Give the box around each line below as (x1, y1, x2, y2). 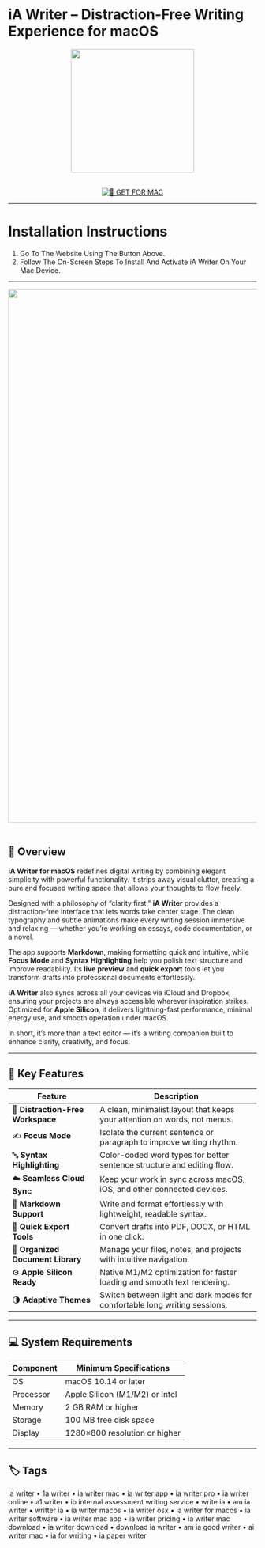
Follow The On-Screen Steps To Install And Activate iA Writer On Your (19, 257, 247, 267)
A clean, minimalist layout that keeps (99, 1103, 235, 1115)
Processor (12, 1389, 50, 1400)
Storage (12, 1414, 42, 1425)
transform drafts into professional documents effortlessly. (8, 972, 196, 982)
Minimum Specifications (76, 1363, 170, 1374)
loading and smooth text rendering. (99, 1276, 230, 1287)
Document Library (12, 1254, 82, 1265)
